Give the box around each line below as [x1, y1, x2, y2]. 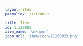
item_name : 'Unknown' [5, 30, 49, 34]
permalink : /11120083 [5, 12, 49, 16]
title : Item [5, 20, 29, 25]
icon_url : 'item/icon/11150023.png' [5, 34, 79, 39]
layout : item [5, 7, 32, 12]
